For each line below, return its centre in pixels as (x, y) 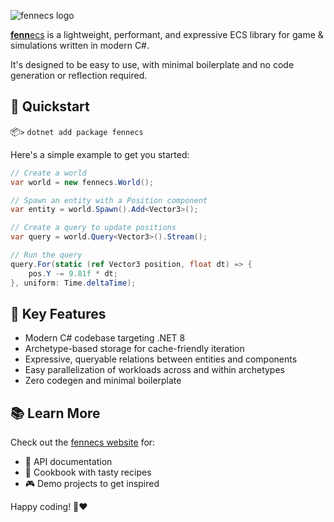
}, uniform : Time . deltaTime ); (73, 283)
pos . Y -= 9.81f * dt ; (73, 273)
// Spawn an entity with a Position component (109, 200)
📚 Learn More (55, 413)
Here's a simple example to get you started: (100, 154)
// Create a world (48, 173)
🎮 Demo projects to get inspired (92, 484)
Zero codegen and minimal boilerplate (103, 381)
